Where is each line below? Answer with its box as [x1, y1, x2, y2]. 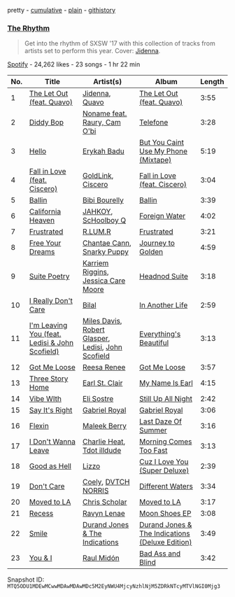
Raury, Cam [83, 118, 121, 127]
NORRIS [83, 486, 109, 496]
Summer [139, 426, 168, 435]
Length [200, 77, 225, 87]
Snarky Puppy [83, 247, 129, 257]
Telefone [139, 118, 169, 127]
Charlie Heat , [83, 437, 126, 447]
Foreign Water [139, 211, 186, 221]
